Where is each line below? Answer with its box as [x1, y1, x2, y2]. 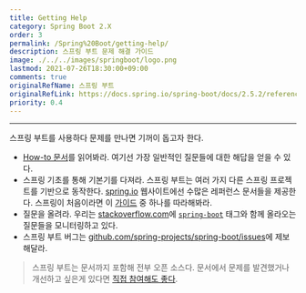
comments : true [9, 73, 67, 82]
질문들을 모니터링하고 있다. [22, 220, 118, 231]
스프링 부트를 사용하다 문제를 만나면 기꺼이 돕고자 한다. [9, 133, 204, 144]
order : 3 [9, 30, 43, 39]
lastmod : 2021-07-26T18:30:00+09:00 [9, 65, 148, 74]
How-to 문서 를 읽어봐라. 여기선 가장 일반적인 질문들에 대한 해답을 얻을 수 [22, 152, 282, 163]
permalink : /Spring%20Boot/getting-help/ [9, 38, 169, 48]
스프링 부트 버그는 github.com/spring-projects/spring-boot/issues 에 [22, 231, 273, 242]
